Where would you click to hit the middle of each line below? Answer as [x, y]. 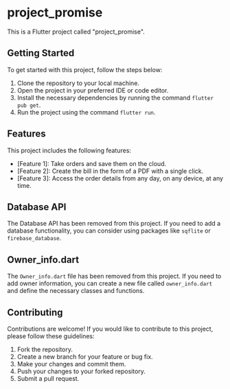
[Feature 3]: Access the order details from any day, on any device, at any [120, 178]
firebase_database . [34, 238]
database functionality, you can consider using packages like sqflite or [109, 231]
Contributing [35, 313]
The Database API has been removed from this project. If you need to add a [114, 224]
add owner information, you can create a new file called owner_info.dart [110, 283]
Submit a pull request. [48, 378]
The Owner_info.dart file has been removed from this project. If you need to [114, 276]
